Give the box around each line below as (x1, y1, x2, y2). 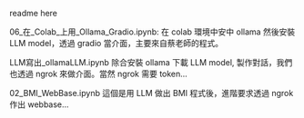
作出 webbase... (9, 99, 70, 110)
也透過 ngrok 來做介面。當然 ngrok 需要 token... (9, 68, 188, 79)
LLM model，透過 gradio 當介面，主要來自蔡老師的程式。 (9, 38, 224, 48)
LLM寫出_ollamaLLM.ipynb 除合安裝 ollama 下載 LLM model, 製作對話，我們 (9, 57, 293, 67)
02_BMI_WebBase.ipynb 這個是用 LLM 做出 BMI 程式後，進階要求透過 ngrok (9, 88, 294, 98)
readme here (9, 8, 57, 18)
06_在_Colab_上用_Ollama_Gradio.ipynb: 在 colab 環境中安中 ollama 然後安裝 (9, 26, 296, 37)
